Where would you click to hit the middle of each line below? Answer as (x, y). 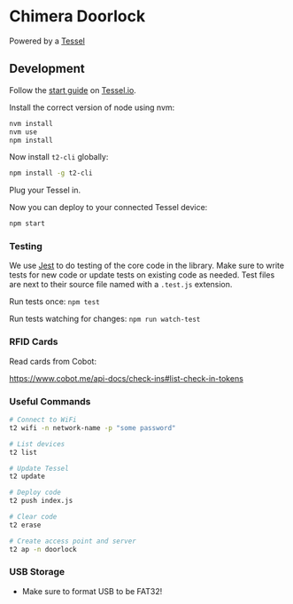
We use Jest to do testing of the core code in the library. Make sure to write (147, 266)
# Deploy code (35, 493)
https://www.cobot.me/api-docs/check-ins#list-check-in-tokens (126, 378)
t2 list (23, 452)
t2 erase (25, 525)
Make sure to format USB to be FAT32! (92, 591)
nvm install (31, 123)
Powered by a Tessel (47, 41)
